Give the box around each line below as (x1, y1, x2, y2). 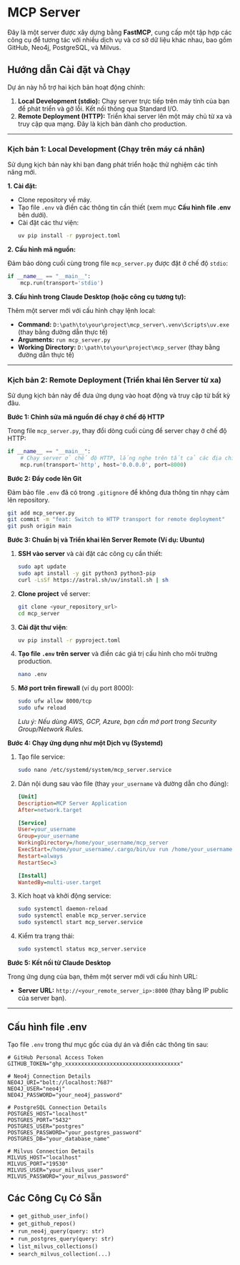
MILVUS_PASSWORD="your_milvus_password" (7, 1173, 130, 1180)
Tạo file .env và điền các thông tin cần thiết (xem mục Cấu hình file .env (17, 203, 231, 212)
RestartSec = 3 (17, 859, 57, 866)
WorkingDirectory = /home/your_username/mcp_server (17, 839, 169, 847)
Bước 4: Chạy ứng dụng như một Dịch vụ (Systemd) (7, 739, 164, 748)
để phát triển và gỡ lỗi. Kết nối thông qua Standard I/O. (17, 104, 179, 113)
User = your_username (17, 826, 76, 833)
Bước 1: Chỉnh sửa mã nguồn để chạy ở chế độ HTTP (7, 412, 165, 421)
